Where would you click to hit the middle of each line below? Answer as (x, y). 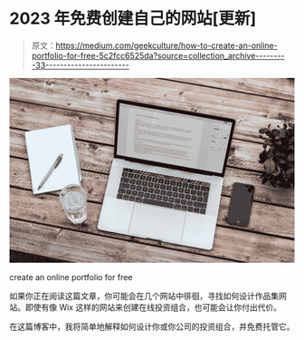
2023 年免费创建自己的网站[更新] (133, 19)
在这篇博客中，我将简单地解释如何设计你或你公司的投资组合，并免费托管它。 (152, 326)
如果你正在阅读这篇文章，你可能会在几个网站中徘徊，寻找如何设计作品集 (144, 296)
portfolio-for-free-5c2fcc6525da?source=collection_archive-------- (158, 55)
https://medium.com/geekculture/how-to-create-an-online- (166, 45)
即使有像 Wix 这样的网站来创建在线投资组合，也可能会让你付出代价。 (153, 307)
